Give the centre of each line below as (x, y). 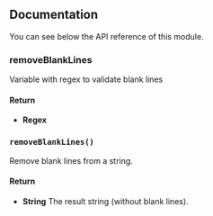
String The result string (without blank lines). (105, 201)
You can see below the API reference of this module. (106, 36)
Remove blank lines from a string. (71, 160)
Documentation (54, 15)
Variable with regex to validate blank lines (86, 79)
